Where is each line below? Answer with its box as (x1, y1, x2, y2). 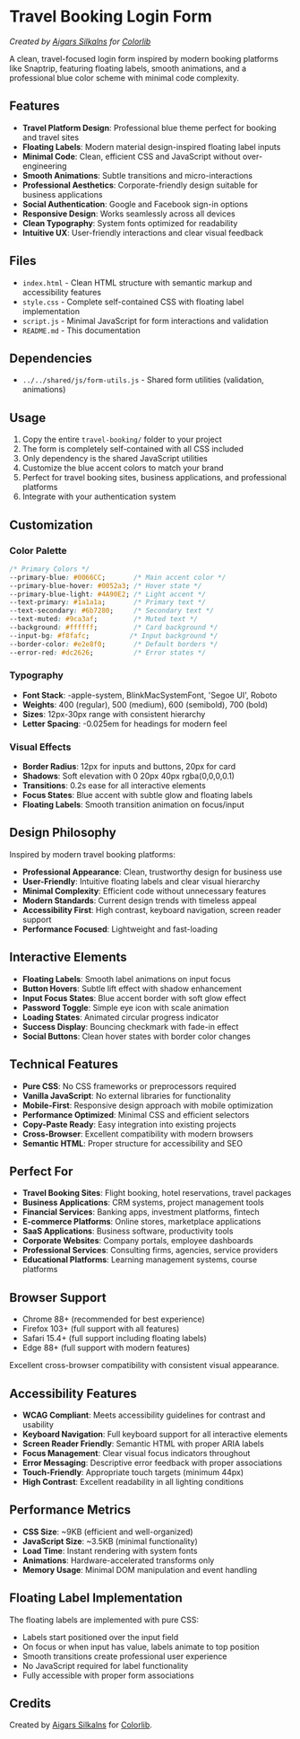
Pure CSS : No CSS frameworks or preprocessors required (21, 1080, 237, 1092)
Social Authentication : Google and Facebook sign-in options (21, 198, 249, 209)
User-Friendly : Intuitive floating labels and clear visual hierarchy (21, 875, 261, 886)
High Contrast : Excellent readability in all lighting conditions (21, 1476, 244, 1487)
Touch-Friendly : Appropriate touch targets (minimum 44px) (21, 1466, 244, 1478)
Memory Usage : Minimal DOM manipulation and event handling (21, 1564, 258, 1575)
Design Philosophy (9, 825, 116, 840)
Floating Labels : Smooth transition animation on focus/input (21, 799, 244, 810)
